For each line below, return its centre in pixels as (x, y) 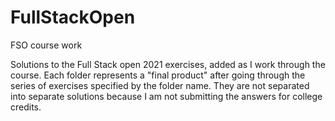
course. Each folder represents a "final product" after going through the (158, 75)
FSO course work (46, 45)
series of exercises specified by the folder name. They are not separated (160, 85)
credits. (26, 107)
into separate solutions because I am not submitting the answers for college (166, 96)
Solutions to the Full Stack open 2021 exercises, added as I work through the (168, 64)
